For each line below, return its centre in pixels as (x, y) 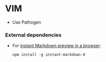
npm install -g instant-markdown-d (49, 55)
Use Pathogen (26, 22)
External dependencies (33, 35)
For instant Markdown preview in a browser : (57, 46)
